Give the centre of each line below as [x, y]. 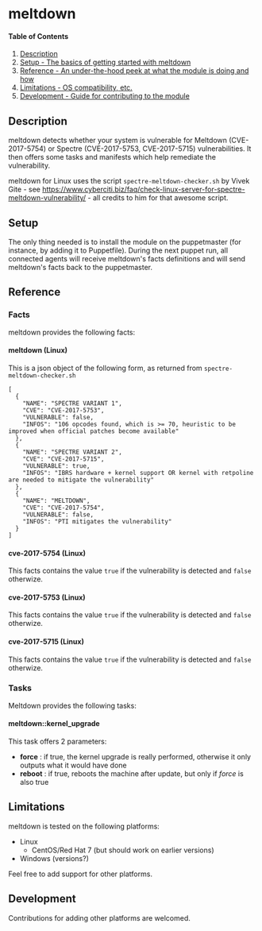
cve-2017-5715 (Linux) [46, 641]
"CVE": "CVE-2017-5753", [64, 410]
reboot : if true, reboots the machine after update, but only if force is [131, 774]
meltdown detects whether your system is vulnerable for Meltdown [118, 141]
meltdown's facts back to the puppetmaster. [81, 268]
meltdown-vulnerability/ [47, 198]
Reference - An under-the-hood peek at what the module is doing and [134, 71]
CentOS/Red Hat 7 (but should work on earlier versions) [123, 850]
